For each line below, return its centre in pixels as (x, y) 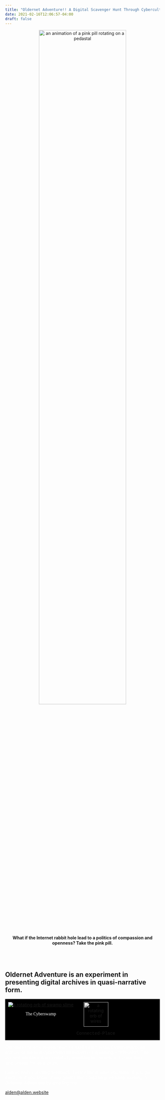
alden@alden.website (27, 1093)
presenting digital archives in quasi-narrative (76, 982)
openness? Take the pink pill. (82, 943)
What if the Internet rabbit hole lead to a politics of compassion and (82, 938)
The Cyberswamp (41, 1014)
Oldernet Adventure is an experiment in (67, 974)
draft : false (18, 19)
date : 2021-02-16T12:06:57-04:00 (39, 14)
